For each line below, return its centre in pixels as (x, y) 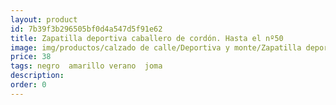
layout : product (44, 19)
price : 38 (31, 57)
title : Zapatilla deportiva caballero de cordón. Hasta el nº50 (147, 38)
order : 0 (28, 85)
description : (37, 76)
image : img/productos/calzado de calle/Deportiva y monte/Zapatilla (156, 47)
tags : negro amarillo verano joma (86, 66)
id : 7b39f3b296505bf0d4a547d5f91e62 (86, 29)
